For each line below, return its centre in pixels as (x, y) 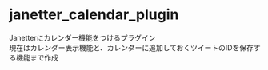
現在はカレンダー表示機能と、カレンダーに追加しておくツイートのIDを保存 (132, 47)
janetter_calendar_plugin (94, 15)
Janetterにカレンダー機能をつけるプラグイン (82, 37)
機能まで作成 (37, 57)
